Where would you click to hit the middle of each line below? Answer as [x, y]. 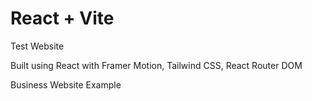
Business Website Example [66, 84]
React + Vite [62, 18]
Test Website [37, 46]
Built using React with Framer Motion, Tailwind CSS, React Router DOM [156, 65]
